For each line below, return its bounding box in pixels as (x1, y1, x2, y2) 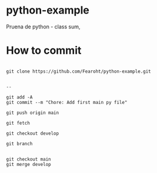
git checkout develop (6, 130, 59, 136)
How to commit (6, 44, 82, 57)
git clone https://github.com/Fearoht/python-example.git (6, 68, 151, 74)
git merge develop (6, 161, 51, 167)
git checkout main (6, 156, 51, 162)
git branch (6, 141, 33, 146)
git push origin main (6, 110, 59, 116)
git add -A (6, 94, 33, 100)
